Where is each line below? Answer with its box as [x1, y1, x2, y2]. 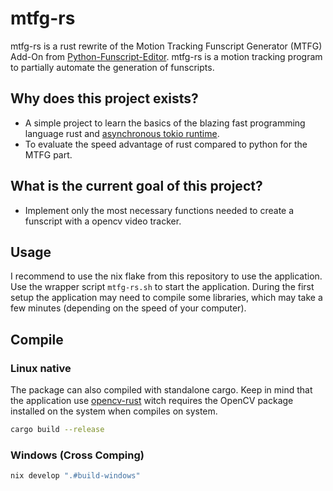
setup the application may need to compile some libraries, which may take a [10, 292, 323, 304]
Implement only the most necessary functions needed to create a [24, 204, 295, 216]
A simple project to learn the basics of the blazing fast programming [24, 117, 306, 129]
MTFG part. [24, 148, 73, 161]
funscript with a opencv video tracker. [24, 215, 182, 227]
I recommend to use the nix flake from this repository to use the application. [10, 270, 323, 282]
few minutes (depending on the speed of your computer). [10, 302, 247, 314]
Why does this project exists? [10, 90, 199, 107]
